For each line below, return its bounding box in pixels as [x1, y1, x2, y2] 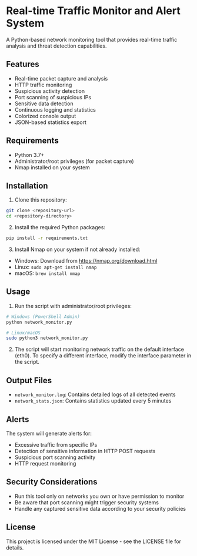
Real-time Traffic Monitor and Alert [6, 4, 181, 18]
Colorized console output [14, 112, 76, 119]
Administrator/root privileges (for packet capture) [14, 158, 134, 165]
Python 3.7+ [14, 151, 45, 158]
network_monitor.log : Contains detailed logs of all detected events [14, 391, 176, 398]
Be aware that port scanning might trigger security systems [14, 498, 159, 506]
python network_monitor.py [6, 319, 72, 325]
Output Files [6, 375, 52, 386]
